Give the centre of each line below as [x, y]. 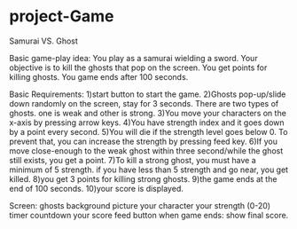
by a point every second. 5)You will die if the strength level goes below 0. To [148, 131]
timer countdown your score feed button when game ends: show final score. [149, 215]
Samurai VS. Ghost [43, 41]
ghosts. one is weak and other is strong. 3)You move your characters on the [148, 113]
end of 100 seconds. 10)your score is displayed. [96, 188]
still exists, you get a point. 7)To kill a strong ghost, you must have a [133, 160]
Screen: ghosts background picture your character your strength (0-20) [140, 205]
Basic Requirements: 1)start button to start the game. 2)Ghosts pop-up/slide [148, 94]
